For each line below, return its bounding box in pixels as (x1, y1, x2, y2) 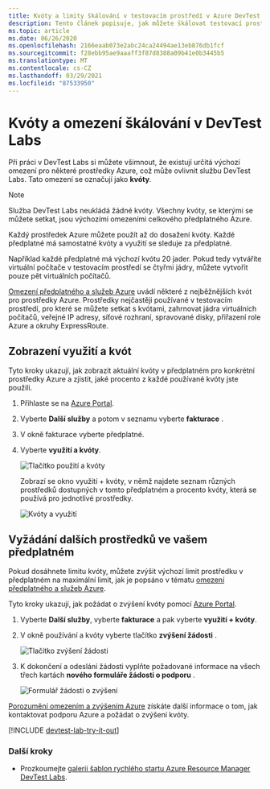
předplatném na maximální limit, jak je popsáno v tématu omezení (8, 575, 225, 585)
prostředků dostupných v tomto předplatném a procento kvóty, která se (19, 485, 257, 495)
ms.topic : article (8, 27, 70, 35)
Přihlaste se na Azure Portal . (19, 399, 115, 408)
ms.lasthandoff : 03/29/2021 (8, 72, 103, 80)
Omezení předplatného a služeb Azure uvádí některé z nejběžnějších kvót (8, 287, 252, 296)
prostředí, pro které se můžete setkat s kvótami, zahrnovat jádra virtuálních (8, 304, 257, 314)
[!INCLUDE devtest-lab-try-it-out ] (8, 725, 120, 735)
